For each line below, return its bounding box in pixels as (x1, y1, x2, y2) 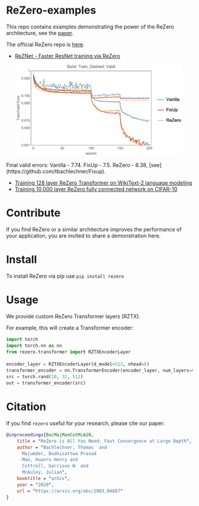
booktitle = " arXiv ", (17, 476, 70, 482)
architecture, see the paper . (6, 29, 74, 36)
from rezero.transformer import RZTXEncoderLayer (6, 349, 131, 355)
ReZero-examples (6, 4, 97, 17)
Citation (6, 400, 46, 414)
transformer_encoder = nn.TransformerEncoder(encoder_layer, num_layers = (6, 368, 192, 373)
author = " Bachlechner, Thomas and (17, 444, 108, 450)
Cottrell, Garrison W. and (21, 463, 89, 469)
